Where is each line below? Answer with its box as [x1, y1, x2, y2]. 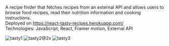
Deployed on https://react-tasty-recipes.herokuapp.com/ [5, 20, 124, 26]
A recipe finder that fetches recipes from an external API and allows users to [5, 4, 164, 10]
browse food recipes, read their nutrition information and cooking [5, 9, 141, 15]
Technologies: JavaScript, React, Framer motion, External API [5, 25, 133, 31]
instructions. [5, 15, 31, 20]
